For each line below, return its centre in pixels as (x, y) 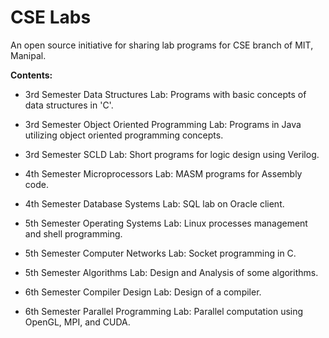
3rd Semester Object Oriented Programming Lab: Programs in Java (163, 124)
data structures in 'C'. (69, 105)
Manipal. (28, 55)
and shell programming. (73, 233)
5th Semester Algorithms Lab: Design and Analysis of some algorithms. (171, 272)
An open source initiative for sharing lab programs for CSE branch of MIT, (162, 45)
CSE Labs (51, 17)
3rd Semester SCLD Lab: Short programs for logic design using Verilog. (172, 154)
